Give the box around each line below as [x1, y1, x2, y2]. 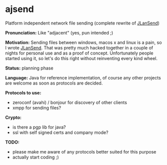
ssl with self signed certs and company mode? [12, 129, 108, 135]
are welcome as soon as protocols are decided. [5, 80, 103, 86]
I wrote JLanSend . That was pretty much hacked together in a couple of [5, 44, 153, 50]
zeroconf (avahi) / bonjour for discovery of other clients [12, 99, 127, 105]
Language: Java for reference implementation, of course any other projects [5, 74, 161, 80]
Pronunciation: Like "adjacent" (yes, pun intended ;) [5, 29, 113, 35]
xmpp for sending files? [12, 104, 61, 110]
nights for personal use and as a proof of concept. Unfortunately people [5, 50, 153, 56]
